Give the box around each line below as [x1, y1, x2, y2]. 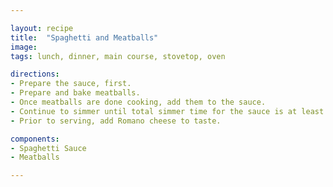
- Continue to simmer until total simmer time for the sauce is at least [10, 106, 325, 116]
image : [10, 42, 38, 52]
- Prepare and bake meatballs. [10, 88, 141, 98]
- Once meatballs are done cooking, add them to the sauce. [10, 97, 267, 107]
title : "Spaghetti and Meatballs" [10, 32, 159, 43]
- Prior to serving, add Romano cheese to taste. [10, 116, 222, 126]
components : [10, 134, 60, 144]
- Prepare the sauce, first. [10, 79, 132, 89]
